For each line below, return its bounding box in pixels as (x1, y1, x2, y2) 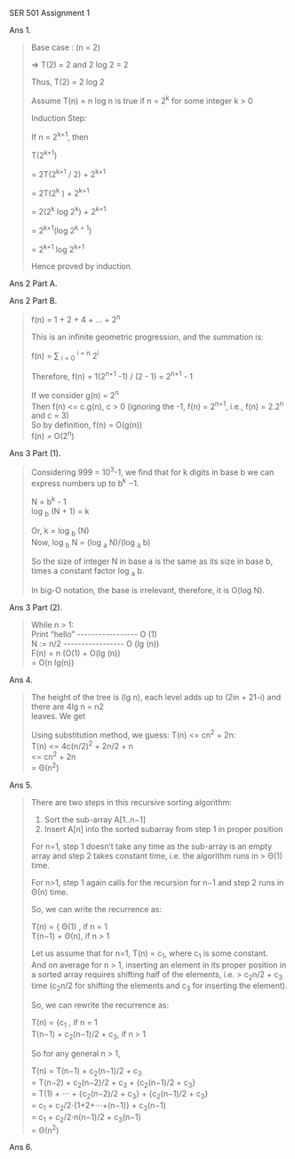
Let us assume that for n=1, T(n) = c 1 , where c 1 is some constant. (30, 948, 268, 960)
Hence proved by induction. (30, 261, 133, 272)
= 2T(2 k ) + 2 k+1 (30, 186, 90, 199)
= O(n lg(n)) (30, 657, 75, 668)
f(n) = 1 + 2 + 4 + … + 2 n (30, 313, 121, 324)
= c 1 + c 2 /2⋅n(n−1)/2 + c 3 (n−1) (30, 1111, 142, 1124)
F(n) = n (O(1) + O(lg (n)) (30, 648, 122, 658)
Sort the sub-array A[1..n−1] (44, 814, 147, 825)
